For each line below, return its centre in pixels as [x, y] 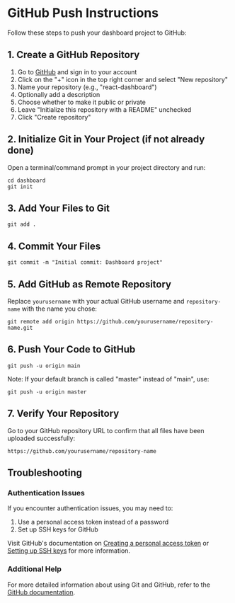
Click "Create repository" [54, 117]
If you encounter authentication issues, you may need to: [90, 508]
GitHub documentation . [41, 592]
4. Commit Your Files [54, 246]
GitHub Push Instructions [83, 13]
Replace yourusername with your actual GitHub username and [96, 301]
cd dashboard [27, 180]
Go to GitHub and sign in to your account [77, 71]
